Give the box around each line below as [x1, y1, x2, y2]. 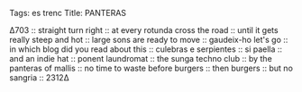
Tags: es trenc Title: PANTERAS [9, 8, 127, 18]
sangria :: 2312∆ [9, 72, 69, 83]
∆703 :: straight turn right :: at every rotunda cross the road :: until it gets [9, 25, 279, 35]
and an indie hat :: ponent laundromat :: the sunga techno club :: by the [9, 54, 272, 63]
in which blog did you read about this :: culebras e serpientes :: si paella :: [9, 44, 282, 54]
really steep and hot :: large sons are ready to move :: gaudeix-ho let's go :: [9, 35, 288, 45]
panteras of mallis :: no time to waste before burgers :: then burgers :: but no [9, 63, 293, 73]
